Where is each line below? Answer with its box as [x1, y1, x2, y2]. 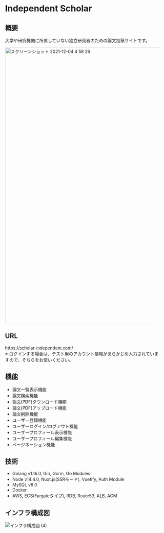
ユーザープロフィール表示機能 [12, 429, 72, 435]
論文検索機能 [12, 392, 38, 398]
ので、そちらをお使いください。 [9, 357, 74, 363]
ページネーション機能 [12, 441, 55, 447]
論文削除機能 [12, 411, 38, 417]
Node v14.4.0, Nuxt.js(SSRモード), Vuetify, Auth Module [12, 476, 124, 483]
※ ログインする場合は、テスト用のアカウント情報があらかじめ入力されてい [5, 351, 155, 357]
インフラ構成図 [5, 509, 50, 517]
